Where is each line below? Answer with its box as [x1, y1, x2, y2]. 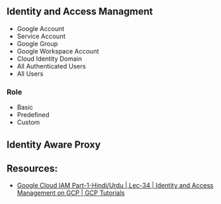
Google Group [16, 39, 58, 48]
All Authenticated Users [16, 61, 86, 70]
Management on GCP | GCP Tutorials [16, 188, 125, 197]
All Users [16, 69, 44, 78]
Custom [16, 118, 40, 126]
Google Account [16, 24, 65, 32]
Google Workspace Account [16, 47, 100, 55]
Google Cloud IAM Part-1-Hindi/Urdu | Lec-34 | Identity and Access [16, 181, 214, 190]
